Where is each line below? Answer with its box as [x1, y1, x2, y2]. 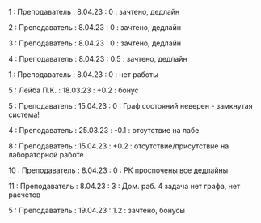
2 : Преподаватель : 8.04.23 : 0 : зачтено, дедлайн [8, 23, 182, 32]
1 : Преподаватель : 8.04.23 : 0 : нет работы [8, 70, 159, 79]
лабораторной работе [8, 150, 85, 159]
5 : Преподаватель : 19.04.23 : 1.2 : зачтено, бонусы [8, 206, 186, 215]
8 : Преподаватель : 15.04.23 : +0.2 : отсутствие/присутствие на [8, 141, 229, 151]
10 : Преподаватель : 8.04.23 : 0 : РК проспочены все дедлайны [8, 165, 229, 175]
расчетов [8, 190, 41, 199]
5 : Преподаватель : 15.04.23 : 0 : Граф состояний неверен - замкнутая [8, 101, 253, 110]
